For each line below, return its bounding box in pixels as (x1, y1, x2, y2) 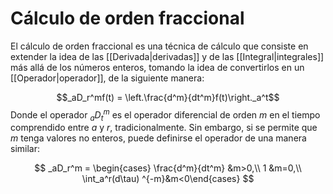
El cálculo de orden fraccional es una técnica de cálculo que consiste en (10, 40, 309, 52)
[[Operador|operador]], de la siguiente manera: (10, 72, 205, 84)
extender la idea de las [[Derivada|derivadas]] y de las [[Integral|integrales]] (10, 50, 325, 62)
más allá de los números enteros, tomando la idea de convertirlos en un (10, 61, 305, 73)
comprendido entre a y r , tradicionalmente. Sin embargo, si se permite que (10, 122, 318, 134)
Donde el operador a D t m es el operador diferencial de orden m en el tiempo (10, 107, 321, 123)
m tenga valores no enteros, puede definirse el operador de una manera (10, 132, 307, 144)
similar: (10, 143, 40, 155)
